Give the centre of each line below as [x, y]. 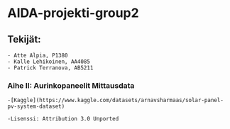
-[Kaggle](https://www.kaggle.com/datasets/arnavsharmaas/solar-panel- [115, 101]
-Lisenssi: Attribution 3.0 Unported [63, 119]
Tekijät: [24, 39]
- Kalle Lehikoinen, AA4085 [49, 62]
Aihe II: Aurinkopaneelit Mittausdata [71, 85]
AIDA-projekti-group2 [73, 13]
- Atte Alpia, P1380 [38, 55]
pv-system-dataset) [36, 107]
